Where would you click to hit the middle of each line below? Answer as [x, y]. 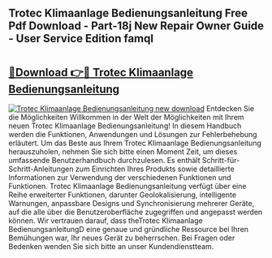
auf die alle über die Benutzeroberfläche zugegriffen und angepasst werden [136, 212]
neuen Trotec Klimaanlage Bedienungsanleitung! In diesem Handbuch [125, 126]
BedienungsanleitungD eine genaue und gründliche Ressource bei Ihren [129, 229]
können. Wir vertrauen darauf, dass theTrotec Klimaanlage [106, 221]
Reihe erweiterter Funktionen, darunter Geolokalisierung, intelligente [123, 195]
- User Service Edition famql [81, 39]
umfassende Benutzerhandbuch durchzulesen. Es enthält [104, 160]
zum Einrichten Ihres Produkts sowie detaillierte [155, 169]
